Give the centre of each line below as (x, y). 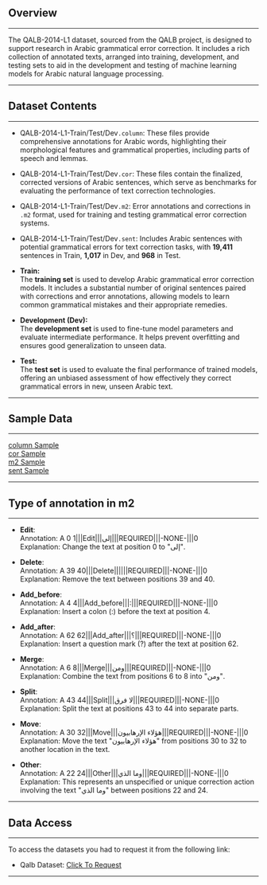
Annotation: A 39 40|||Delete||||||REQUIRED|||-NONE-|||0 (114, 571)
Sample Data (41, 419)
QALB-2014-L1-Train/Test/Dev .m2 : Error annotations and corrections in (135, 206)
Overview (33, 13)
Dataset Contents (53, 106)
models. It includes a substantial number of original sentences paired (133, 288)
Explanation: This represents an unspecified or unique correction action (137, 782)
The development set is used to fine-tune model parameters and (126, 328)
